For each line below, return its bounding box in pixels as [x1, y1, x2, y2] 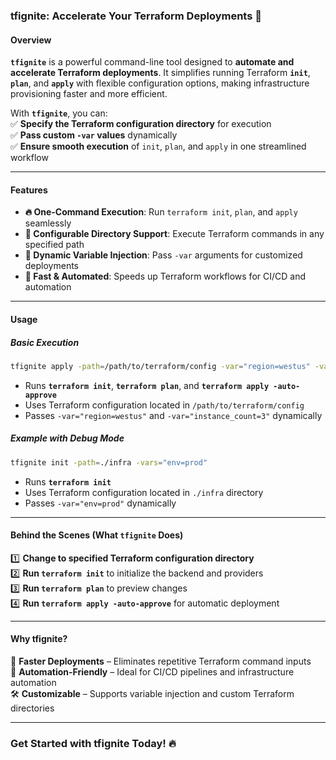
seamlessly [24, 217, 72, 229]
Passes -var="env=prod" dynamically [24, 497, 177, 509]
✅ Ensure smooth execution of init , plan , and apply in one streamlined [10, 140, 307, 153]
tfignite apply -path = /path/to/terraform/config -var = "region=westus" [10, 361, 311, 371]
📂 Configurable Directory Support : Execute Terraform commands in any [24, 228, 325, 240]
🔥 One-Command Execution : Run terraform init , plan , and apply [24, 206, 298, 218]
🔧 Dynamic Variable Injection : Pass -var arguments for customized [24, 249, 303, 261]
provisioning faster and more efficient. [10, 88, 168, 100]
